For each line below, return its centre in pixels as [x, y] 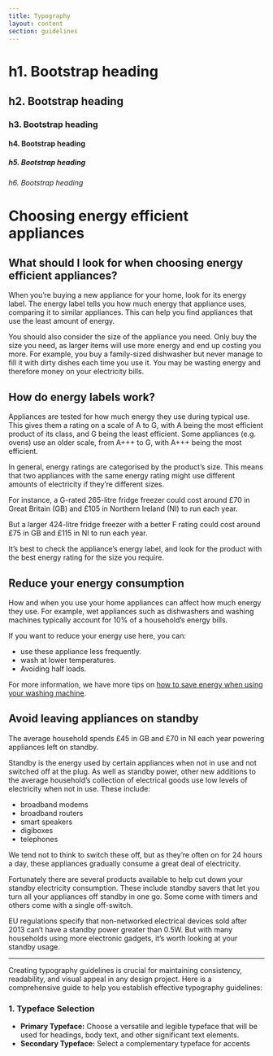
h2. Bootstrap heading [66, 101]
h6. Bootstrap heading [46, 183]
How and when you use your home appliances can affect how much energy [135, 603]
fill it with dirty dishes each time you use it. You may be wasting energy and [135, 363]
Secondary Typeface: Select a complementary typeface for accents [135, 1044]
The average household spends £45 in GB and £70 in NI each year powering [136, 738]
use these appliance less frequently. [81, 652]
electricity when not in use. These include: [79, 788]
